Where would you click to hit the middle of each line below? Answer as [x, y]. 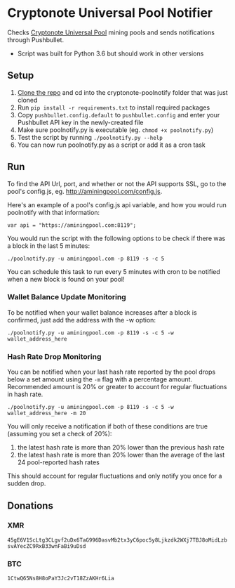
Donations [31, 505]
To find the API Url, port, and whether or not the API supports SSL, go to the [117, 183]
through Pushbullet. [36, 39]
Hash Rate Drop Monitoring [54, 356]
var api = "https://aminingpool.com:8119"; [72, 225]
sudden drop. [27, 483]
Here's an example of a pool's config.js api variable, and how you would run [117, 204]
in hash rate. [25, 394]
